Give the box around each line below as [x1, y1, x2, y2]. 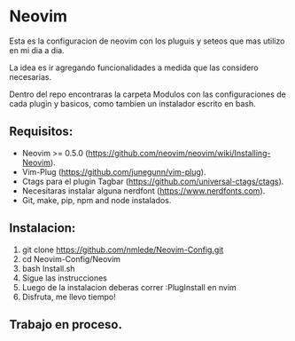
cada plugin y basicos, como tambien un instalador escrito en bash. [9, 98, 257, 108]
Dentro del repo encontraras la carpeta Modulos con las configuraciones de [9, 89, 286, 99]
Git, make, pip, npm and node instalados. [21, 194, 172, 205]
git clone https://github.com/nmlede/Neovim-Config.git [21, 244, 224, 255]
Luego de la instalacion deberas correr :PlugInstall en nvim [21, 282, 237, 292]
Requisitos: [9, 124, 74, 139]
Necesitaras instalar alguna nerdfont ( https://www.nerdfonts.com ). [21, 185, 266, 196]
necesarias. [9, 71, 51, 82]
